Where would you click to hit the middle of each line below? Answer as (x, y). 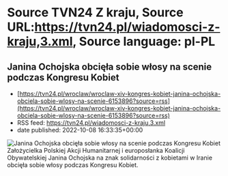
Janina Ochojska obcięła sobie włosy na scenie (110, 67)
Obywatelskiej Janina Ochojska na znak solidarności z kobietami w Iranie (110, 158)
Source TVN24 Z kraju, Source (95, 13)
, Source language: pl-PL (144, 42)
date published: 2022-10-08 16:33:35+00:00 (80, 130)
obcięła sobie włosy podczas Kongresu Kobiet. (73, 165)
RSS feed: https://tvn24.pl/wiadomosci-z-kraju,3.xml (91, 123)
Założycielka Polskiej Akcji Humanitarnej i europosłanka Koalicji (96, 150)
